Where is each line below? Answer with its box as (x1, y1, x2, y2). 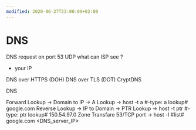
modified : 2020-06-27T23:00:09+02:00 (6, 8, 99, 15)
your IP (14, 64, 32, 71)
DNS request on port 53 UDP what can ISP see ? (6, 53, 123, 60)
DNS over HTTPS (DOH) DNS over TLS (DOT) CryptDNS (6, 76, 142, 83)
